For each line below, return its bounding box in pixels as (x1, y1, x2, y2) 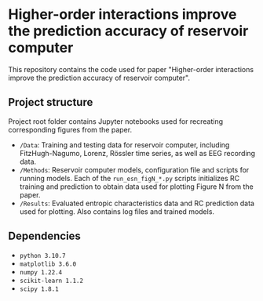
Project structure (8, 96, 93, 109)
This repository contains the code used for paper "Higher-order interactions (8, 64, 254, 74)
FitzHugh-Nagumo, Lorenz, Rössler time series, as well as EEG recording (19, 148, 256, 158)
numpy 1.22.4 (19, 268, 63, 276)
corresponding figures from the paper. (8, 125, 132, 134)
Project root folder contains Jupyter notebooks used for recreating (8, 116, 224, 126)
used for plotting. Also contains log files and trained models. (19, 206, 214, 216)
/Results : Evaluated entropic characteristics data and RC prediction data (19, 198, 255, 208)
